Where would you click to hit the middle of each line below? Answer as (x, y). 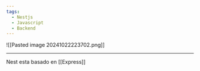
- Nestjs (22, 17)
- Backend (24, 28)
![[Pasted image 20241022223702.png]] (56, 45)
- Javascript (28, 22)
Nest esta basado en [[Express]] (46, 62)
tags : (13, 12)
